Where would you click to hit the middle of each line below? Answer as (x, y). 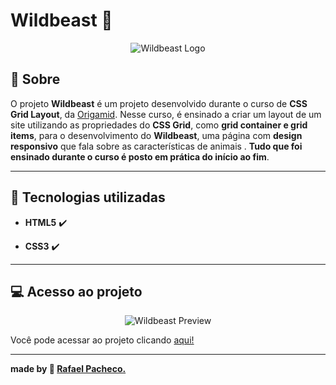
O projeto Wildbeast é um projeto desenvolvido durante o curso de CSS (159, 103)
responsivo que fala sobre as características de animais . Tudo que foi (156, 146)
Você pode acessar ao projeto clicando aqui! (102, 340)
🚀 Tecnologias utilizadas (88, 197)
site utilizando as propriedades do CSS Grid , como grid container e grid (159, 125)
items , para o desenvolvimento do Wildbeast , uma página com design (156, 135)
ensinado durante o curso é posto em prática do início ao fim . (140, 156)
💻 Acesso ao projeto (76, 291)
